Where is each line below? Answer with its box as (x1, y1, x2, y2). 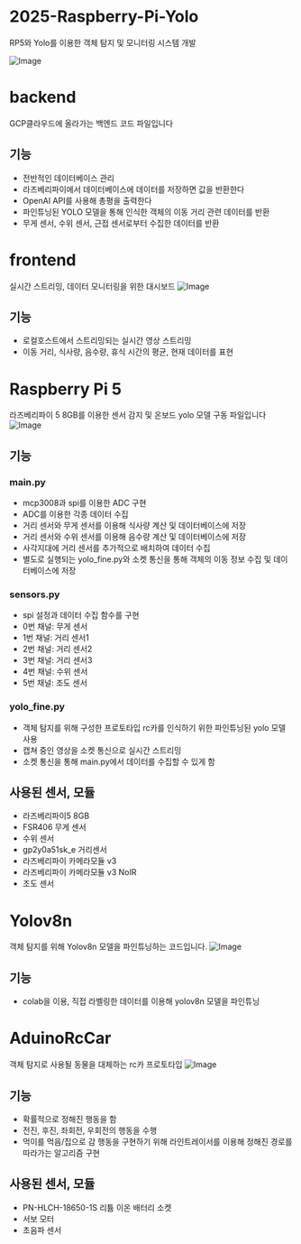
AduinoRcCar (9, 1028, 112, 1048)
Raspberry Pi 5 (9, 379, 122, 399)
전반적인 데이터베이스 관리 (22, 172, 115, 183)
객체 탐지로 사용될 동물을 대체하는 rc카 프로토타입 (9, 1059, 183, 1070)
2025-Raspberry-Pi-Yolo (9, 6, 199, 27)
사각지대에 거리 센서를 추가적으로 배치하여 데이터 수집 (22, 543, 211, 554)
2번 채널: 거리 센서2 (22, 643, 93, 655)
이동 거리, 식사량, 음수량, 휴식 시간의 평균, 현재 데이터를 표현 (22, 346, 234, 357)
